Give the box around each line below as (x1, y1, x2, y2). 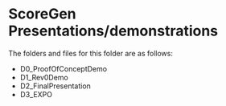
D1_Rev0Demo (19, 72, 68, 82)
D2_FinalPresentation (19, 81, 91, 91)
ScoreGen (8, 5, 76, 23)
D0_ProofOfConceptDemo (19, 63, 107, 73)
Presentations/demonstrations (8, 22, 219, 40)
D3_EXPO (19, 89, 53, 99)
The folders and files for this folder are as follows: (8, 48, 174, 58)
